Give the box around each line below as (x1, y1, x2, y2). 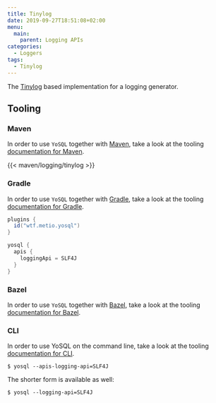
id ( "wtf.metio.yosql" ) (13, 222, 80, 229)
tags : (7, 56, 23, 64)
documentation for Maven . (7, 148, 85, 156)
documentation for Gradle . (7, 202, 85, 210)
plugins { (7, 216, 37, 223)
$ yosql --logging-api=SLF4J (7, 389, 93, 396)
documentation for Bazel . (7, 308, 81, 316)
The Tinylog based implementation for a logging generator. (7, 82, 179, 90)
